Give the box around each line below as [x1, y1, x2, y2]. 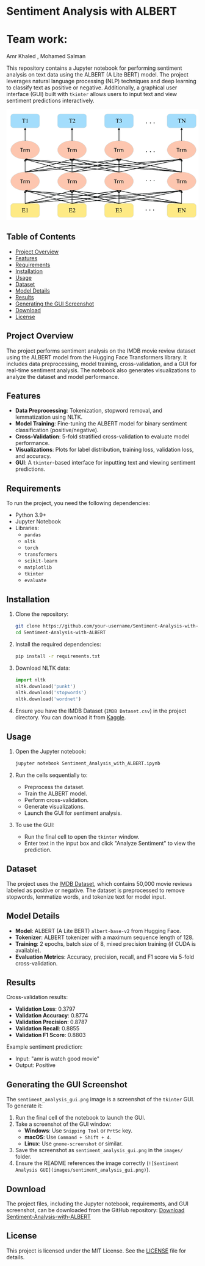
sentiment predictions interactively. [6, 97, 95, 105]
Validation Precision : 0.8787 [15, 1018, 88, 1026]
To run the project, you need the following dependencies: [6, 500, 151, 507]
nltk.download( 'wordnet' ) [15, 696, 81, 702]
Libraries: [15, 525, 40, 532]
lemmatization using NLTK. [15, 413, 83, 421]
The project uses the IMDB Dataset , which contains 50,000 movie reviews [6, 880, 192, 887]
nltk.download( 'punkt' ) [15, 683, 76, 689]
